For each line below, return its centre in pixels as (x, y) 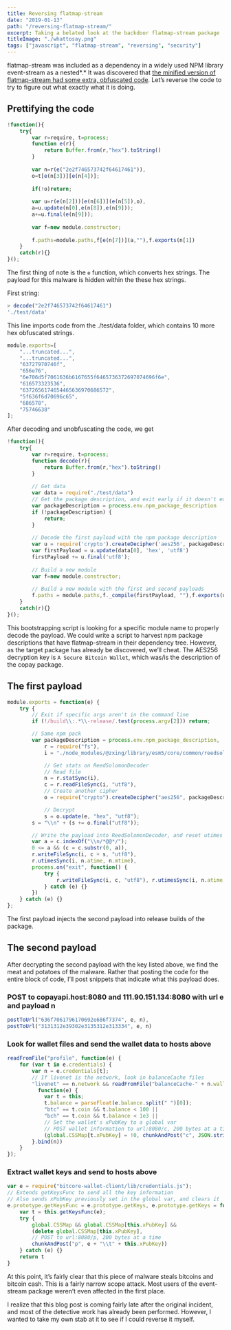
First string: (23, 293)
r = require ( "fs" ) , (71, 746)
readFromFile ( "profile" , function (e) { (64, 1058)
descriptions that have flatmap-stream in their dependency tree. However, (112, 643)
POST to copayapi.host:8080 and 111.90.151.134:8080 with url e (115, 997)
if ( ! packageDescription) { (72, 512)
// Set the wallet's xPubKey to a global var (110, 1122)
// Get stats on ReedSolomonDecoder (96, 765)
